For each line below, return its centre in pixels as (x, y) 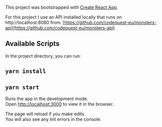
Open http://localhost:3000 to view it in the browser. (60, 104)
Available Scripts (32, 44)
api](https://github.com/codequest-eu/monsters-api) (60, 28)
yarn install (26, 71)
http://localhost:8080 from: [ (35, 23)
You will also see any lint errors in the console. (53, 119)
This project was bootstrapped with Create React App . (62, 7)
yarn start (22, 87)
